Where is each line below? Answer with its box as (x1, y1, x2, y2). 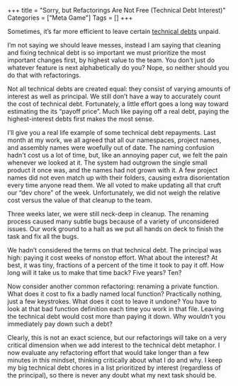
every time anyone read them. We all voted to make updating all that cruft (7, 181, 222, 189)
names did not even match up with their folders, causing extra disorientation (7, 173, 230, 182)
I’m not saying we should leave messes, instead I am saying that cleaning (7, 41, 221, 49)
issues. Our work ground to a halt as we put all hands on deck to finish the (7, 225, 225, 233)
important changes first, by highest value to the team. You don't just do (7, 56, 215, 64)
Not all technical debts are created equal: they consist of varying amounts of (7, 85, 231, 93)
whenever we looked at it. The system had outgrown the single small (7, 158, 208, 167)
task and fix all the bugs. (7, 233, 79, 240)
